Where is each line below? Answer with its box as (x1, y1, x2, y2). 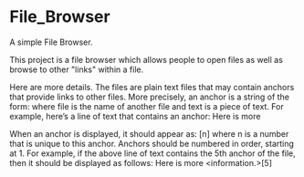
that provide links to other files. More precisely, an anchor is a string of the (9, 91, 290, 102)
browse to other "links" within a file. (9, 64, 144, 75)
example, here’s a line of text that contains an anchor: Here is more (9, 110, 261, 121)
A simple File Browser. (9, 36, 93, 47)
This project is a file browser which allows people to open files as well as (9, 54, 283, 65)
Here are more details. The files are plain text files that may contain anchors (9, 81, 295, 92)
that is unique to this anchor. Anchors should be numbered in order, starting (9, 138, 295, 149)
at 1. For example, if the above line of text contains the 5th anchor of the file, (9, 148, 297, 159)
